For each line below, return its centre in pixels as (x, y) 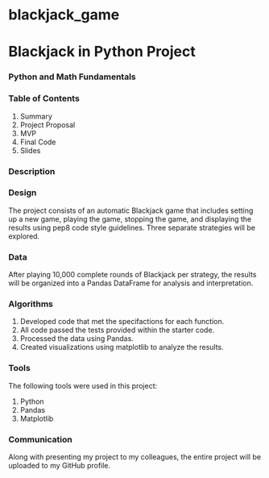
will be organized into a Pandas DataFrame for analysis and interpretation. (131, 283)
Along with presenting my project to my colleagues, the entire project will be (135, 457)
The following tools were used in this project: (83, 385)
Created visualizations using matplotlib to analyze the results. (122, 347)
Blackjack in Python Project (102, 52)
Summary (36, 116)
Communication (40, 439)
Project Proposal (48, 125)
